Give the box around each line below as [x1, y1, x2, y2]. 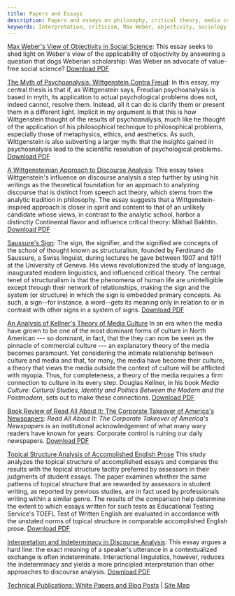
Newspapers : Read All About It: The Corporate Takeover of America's [7, 414, 208, 423]
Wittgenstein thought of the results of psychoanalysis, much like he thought [7, 115, 226, 124]
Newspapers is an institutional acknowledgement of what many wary [7, 422, 206, 430]
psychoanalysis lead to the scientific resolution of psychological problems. [7, 145, 222, 154]
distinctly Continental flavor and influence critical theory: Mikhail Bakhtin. [7, 218, 218, 226]
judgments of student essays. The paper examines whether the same [7, 472, 207, 481]
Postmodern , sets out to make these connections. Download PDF [7, 393, 195, 402]
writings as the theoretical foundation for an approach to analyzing [7, 181, 199, 189]
